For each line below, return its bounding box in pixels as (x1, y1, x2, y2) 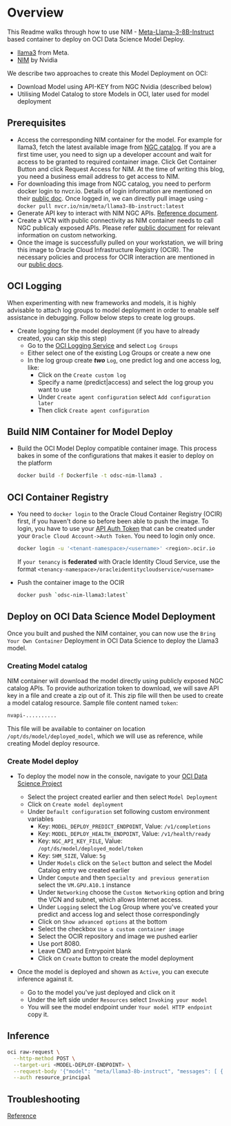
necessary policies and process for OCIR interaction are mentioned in (17, 253, 215, 261)
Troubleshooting (7, 1093, 81, 1105)
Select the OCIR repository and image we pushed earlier (37, 932, 198, 940)
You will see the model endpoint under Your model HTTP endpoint (27, 1003, 212, 1011)
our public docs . (17, 260, 64, 269)
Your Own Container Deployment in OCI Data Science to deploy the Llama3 (7, 637, 219, 645)
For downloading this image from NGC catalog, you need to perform (17, 179, 211, 188)
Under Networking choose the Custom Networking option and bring (37, 889, 225, 897)
